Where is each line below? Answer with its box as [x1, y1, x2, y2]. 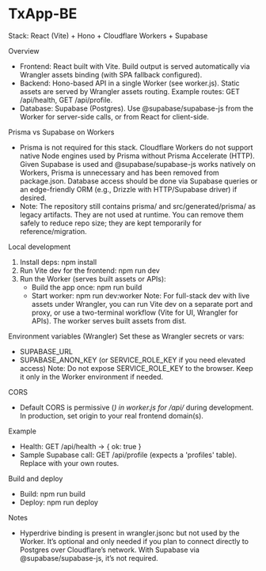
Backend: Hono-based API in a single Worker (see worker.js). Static [19, 78, 240, 88]
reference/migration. [19, 226, 87, 236]
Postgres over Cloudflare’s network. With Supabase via [19, 545, 200, 554]
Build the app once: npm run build [31, 282, 142, 292]
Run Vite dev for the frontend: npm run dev [19, 266, 160, 275]
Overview [8, 46, 40, 55]
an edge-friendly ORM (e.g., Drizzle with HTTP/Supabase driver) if [19, 184, 237, 194]
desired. [19, 193, 47, 202]
